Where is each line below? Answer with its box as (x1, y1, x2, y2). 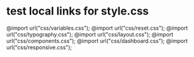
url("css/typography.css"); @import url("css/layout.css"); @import (6, 30, 174, 38)
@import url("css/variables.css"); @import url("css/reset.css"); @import (6, 24, 188, 32)
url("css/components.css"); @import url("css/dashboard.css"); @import (6, 37, 188, 44)
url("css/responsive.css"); (6, 44, 72, 51)
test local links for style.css (6, 4, 149, 18)
